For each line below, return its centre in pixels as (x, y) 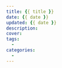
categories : (21, 50)
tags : (13, 39)
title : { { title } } (30, 12)
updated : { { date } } (32, 22)
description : (22, 28)
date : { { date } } (27, 17)
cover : (14, 34)
